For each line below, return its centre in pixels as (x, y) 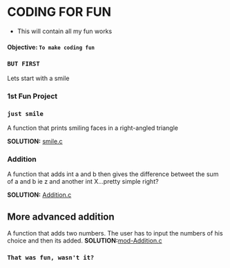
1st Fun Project (32, 96)
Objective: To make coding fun (51, 47)
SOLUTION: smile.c (35, 142)
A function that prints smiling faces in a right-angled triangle (93, 128)
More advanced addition (61, 217)
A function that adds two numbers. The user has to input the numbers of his (115, 233)
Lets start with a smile (38, 78)
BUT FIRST (23, 64)
